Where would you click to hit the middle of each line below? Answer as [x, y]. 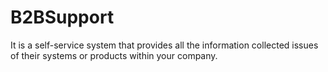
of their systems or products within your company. [114, 55]
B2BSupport [62, 17]
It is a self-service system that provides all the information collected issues [164, 45]
